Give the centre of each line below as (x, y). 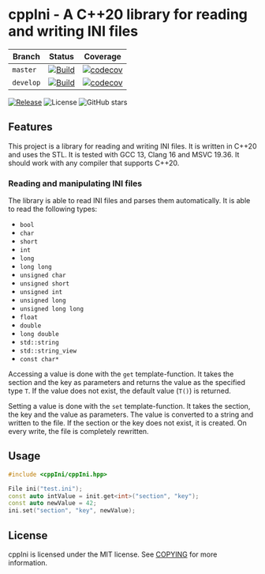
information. (28, 563)
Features (30, 127)
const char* (39, 360)
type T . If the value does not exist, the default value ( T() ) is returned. (119, 391)
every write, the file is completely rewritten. (78, 432)
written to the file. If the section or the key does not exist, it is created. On (127, 423)
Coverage (103, 56)
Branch (26, 56)
